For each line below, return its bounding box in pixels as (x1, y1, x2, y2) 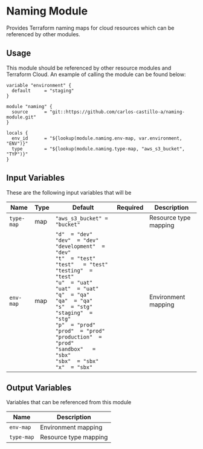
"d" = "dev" (55, 231, 93, 237)
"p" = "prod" (55, 321, 96, 328)
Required (117, 203, 144, 212)
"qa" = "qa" (55, 297, 93, 304)
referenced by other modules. (6, 30, 80, 37)
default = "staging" (11, 88, 74, 94)
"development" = (55, 243, 105, 250)
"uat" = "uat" (55, 285, 99, 292)
